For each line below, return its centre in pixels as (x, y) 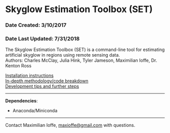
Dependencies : (22, 101)
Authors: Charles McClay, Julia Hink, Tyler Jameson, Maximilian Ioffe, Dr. (81, 60)
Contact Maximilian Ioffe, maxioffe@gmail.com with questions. (70, 125)
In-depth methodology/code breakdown (47, 81)
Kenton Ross (18, 66)
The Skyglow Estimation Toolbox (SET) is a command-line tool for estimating (85, 50)
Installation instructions (30, 76)
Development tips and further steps (42, 86)
